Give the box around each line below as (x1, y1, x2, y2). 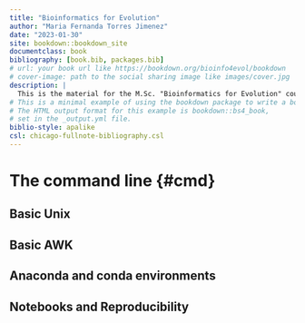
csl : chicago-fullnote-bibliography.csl (9, 132, 165, 141)
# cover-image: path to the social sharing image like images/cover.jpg (9, 73, 290, 82)
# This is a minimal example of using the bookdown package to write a (9, 97, 286, 107)
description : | (9, 81, 67, 90)
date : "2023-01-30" (9, 30, 84, 39)
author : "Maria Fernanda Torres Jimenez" (9, 22, 169, 31)
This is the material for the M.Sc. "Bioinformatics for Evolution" (17, 89, 282, 98)
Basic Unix (9, 206, 71, 222)
